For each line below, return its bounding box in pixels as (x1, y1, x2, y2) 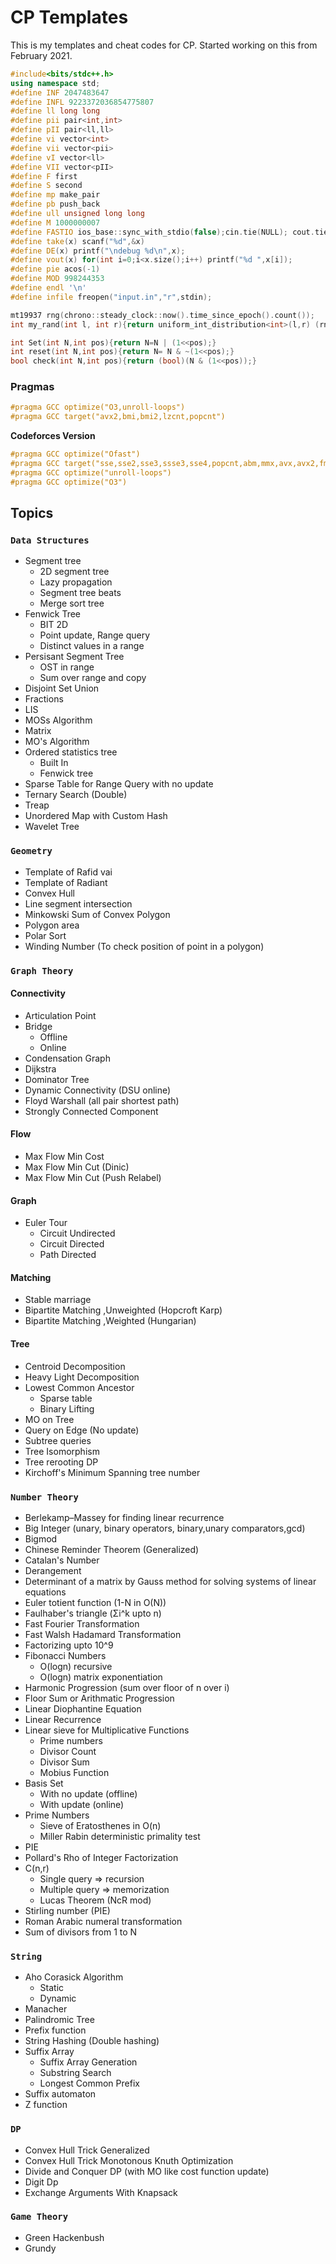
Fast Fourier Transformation (24, 1617, 140, 1630)
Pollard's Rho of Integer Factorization (24, 1851, 179, 1863)
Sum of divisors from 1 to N (24, 1926, 138, 1938)
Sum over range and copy (39, 672, 147, 684)
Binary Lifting (39, 1402, 95, 1415)
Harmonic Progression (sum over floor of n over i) (24, 1681, 230, 1693)
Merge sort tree (39, 597, 105, 610)
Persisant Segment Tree (24, 651, 125, 663)
